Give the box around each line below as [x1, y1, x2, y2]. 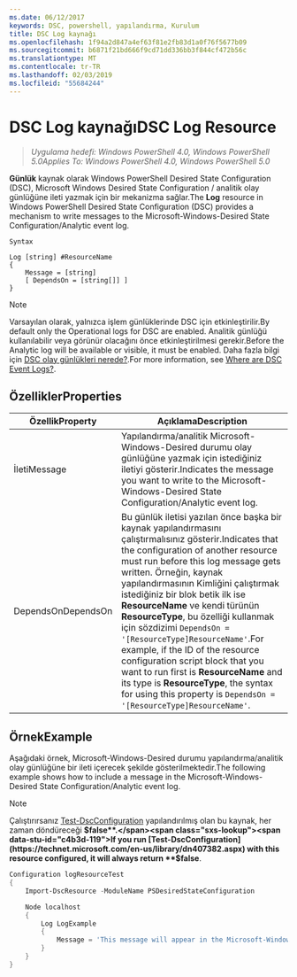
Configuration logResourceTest [9, 870, 125, 880]
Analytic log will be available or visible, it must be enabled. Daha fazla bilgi [9, 345, 280, 355]
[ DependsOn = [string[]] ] [25, 275, 128, 284]
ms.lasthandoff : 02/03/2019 [9, 71, 113, 80]
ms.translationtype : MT [9, 54, 97, 63]
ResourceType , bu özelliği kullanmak [120, 610, 275, 623]
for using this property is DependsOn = [120, 688, 276, 701]
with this [247, 843, 280, 855]
